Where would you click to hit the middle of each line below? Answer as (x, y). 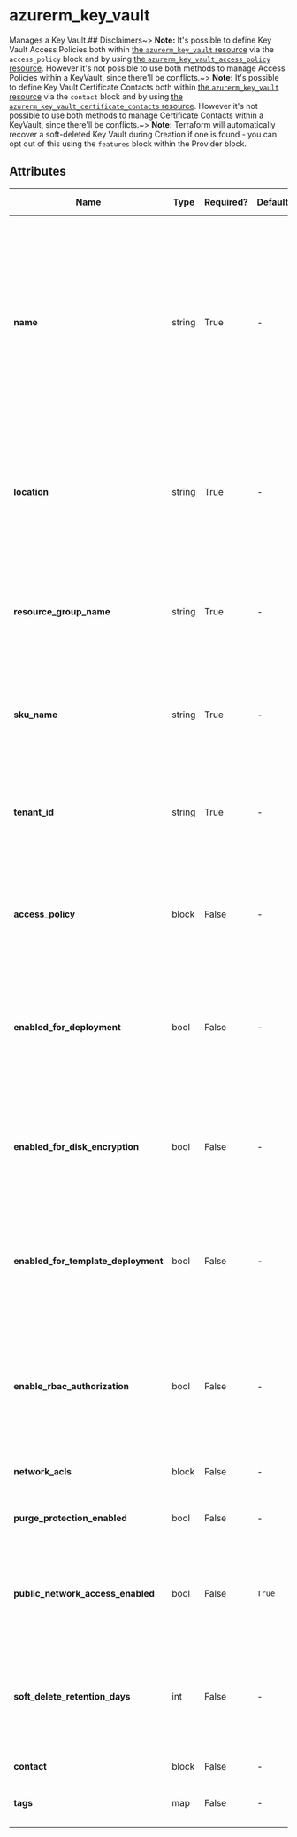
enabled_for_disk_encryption (76, 1146)
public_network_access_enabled (84, 1593)
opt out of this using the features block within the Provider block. (128, 144)
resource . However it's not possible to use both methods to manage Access (147, 68)
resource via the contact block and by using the (96, 96)
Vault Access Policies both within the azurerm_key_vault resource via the (141, 49)
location (31, 491)
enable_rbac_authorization (72, 1386)
